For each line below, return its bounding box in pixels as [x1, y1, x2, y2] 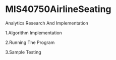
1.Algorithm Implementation [5, 29, 62, 35]
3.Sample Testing [5, 49, 41, 55]
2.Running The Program [5, 39, 55, 45]
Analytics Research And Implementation [5, 20, 88, 26]
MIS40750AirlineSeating [5, 3, 112, 15]
